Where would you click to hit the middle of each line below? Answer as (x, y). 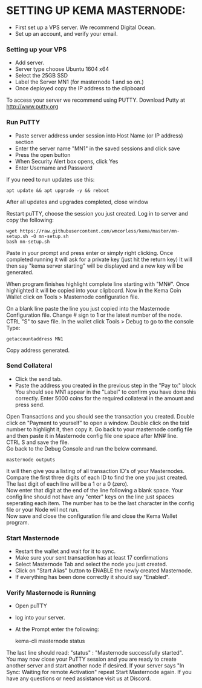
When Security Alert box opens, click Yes (67, 161)
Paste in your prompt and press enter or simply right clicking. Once (90, 253)
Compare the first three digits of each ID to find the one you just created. (97, 477)
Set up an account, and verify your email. (66, 33)
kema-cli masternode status (50, 641)
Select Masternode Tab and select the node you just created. (91, 564)
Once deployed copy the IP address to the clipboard (80, 88)
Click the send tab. (38, 379)
